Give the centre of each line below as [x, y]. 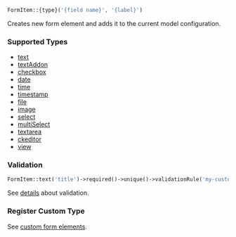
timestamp [33, 94]
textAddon [33, 65]
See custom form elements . [47, 226]
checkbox [32, 72]
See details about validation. [48, 193]
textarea [29, 132]
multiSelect [34, 124]
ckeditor [29, 139]
